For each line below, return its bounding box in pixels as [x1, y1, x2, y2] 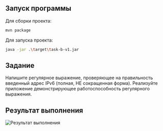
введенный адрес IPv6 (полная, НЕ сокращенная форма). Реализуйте [5, 80, 158, 86]
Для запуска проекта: [5, 37, 53, 43]
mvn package [5, 28, 31, 33]
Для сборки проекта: [5, 17, 52, 24]
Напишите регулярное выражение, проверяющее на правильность [5, 74, 153, 81]
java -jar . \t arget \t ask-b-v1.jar [5, 47, 79, 52]
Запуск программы [5, 4, 72, 13]
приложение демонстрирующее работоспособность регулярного [5, 86, 150, 92]
